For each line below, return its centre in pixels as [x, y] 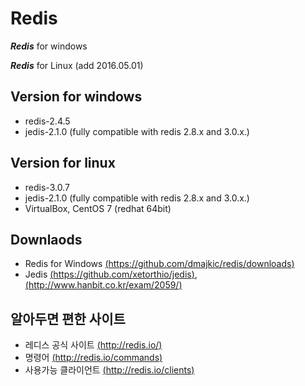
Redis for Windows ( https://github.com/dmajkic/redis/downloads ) [159, 264]
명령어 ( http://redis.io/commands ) [93, 358]
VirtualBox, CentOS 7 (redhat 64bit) [98, 208]
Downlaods [46, 239]
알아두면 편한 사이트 [68, 318]
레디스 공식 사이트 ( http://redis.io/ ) [93, 345]
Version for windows [76, 97]
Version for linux [63, 163]
